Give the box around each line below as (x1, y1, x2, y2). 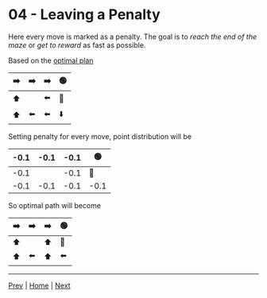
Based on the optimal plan (8, 56, 94, 65)
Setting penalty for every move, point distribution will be (8, 131, 192, 141)
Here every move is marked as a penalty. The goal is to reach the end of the (8, 32, 257, 41)
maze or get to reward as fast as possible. (8, 40, 146, 49)
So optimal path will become (8, 200, 102, 210)
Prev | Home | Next (8, 281, 71, 290)
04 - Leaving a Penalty (8, 6, 161, 24)
